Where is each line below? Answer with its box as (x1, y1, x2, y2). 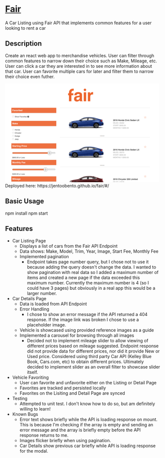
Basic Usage (5, 197, 44, 206)
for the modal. (19, 448, 48, 454)
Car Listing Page (12, 237, 46, 243)
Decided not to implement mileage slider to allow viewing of (27, 337, 149, 343)
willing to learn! (19, 406, 51, 412)
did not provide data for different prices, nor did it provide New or (27, 348, 160, 354)
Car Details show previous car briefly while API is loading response (19, 443, 156, 449)
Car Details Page (12, 295, 47, 301)
